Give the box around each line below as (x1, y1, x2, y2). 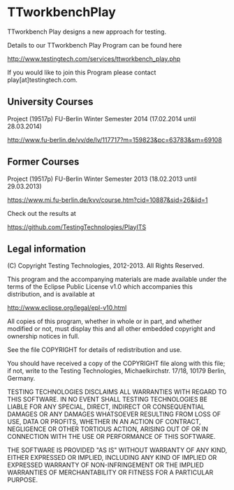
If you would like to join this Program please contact (7, 68, 156, 76)
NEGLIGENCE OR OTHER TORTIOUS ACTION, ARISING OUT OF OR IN (7, 425, 208, 433)
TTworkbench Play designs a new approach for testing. (7, 27, 166, 36)
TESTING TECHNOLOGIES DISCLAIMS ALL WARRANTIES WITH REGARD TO (7, 388, 227, 396)
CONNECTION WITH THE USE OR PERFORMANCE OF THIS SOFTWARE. (7, 433, 216, 441)
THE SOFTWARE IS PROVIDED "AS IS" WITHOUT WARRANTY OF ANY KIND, (7, 446, 228, 454)
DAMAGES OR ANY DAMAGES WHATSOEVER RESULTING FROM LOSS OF (7, 410, 221, 418)
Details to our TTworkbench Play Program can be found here (7, 41, 182, 49)
